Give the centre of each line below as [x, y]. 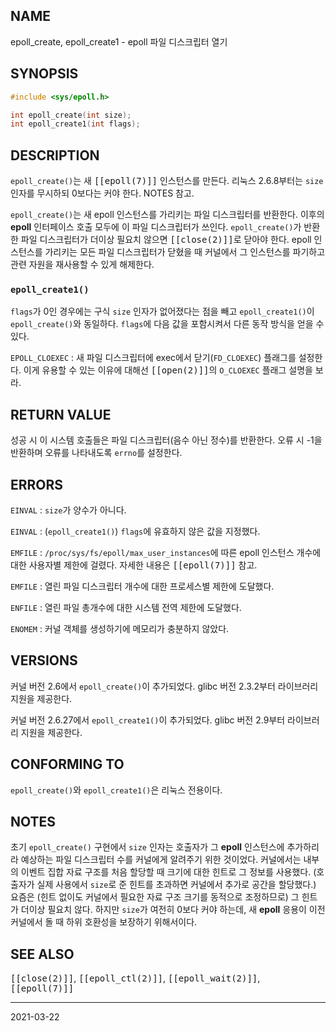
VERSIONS [44, 660]
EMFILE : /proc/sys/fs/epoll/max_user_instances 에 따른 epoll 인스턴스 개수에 [166, 552]
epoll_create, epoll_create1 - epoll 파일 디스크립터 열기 [119, 41]
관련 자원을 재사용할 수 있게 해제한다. [82, 265]
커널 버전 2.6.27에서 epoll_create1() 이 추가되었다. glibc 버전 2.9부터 [148, 720]
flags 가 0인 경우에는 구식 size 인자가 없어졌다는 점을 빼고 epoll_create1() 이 [162, 311]
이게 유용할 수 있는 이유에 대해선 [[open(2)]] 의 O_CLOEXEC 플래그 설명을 [168, 370]
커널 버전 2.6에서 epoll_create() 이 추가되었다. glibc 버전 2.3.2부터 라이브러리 [164, 686]
